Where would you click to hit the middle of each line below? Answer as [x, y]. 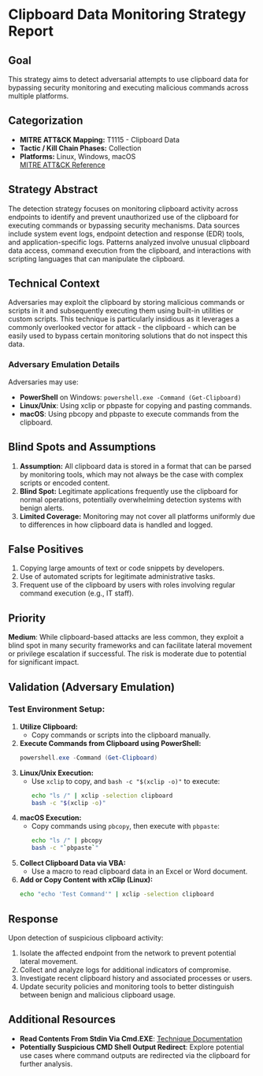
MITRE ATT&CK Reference [62, 165]
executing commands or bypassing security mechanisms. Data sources [124, 225]
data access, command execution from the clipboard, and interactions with [130, 250]
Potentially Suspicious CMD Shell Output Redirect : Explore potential [131, 1047]
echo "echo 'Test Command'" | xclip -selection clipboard [117, 894]
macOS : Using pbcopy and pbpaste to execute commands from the [129, 414]
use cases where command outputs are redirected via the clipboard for [135, 1055]
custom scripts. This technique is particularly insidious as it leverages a [124, 319]
